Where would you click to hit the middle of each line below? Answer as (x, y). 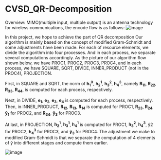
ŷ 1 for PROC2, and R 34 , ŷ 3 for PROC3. (43, 114)
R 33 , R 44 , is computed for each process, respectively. (59, 90)
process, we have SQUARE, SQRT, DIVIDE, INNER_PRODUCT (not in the (77, 68)
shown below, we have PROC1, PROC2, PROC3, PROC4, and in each (73, 63)
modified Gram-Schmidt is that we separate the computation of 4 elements (80, 138)
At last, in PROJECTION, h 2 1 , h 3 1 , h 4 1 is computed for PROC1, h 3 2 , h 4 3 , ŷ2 (79, 124)
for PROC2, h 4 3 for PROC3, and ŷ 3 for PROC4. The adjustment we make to (80, 132)
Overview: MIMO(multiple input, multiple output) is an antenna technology (79, 22)
